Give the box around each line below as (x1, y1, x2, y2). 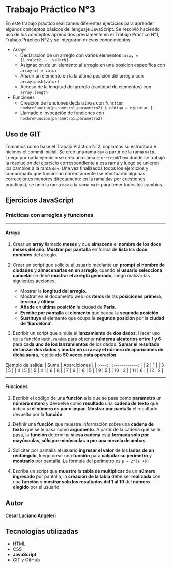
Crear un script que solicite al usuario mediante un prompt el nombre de (12, 262, 165, 268)
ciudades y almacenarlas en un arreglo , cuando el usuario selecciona (12, 267, 163, 273)
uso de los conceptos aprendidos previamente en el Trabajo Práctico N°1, (5, 31, 159, 37)
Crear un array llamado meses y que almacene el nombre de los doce (12, 241, 161, 247)
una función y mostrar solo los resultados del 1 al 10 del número (12, 478, 150, 485)
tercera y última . (20, 298, 56, 304)
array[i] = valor (20, 68, 58, 73)
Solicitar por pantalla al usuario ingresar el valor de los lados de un (12, 447, 154, 453)
